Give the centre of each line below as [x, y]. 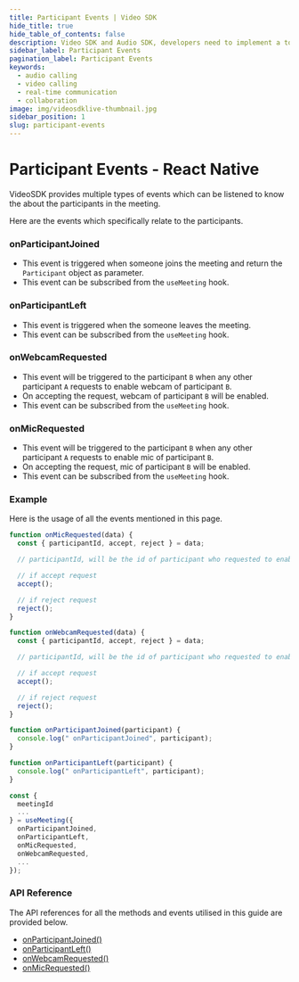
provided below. [39, 922]
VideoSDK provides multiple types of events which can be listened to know [147, 194]
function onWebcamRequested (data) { [77, 633]
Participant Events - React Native [134, 169]
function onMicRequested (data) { [71, 535]
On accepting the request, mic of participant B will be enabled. [136, 467]
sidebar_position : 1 [48, 117]
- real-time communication [67, 92]
